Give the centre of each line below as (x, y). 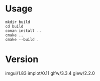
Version (22, 59)
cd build (14, 26)
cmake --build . (22, 39)
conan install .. (23, 30)
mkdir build (18, 22)
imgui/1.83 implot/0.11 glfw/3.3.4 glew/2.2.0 (50, 73)
